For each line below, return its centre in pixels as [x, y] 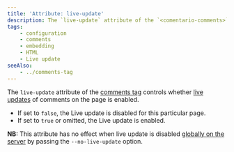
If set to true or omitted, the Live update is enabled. [91, 120]
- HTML [29, 53]
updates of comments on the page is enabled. [73, 99]
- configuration [44, 33]
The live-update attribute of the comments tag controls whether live [106, 92]
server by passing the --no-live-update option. [75, 141]
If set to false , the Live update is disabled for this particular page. [111, 113]
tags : [15, 26]
